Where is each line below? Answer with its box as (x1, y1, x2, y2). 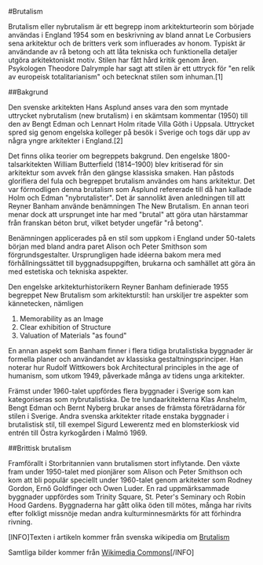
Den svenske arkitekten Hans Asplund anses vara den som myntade (8, 102, 229, 112)
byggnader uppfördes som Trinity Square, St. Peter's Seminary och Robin (8, 492, 246, 501)
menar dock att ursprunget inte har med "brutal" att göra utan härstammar (8, 210, 249, 219)
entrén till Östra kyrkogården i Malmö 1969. (8, 428, 148, 438)
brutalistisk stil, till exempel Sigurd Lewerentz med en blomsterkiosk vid (8, 420, 239, 429)
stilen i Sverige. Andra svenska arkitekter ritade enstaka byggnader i (8, 412, 229, 420)
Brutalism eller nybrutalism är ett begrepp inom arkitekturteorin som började (8, 22, 254, 31)
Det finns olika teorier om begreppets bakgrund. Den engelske (8, 151, 210, 161)
